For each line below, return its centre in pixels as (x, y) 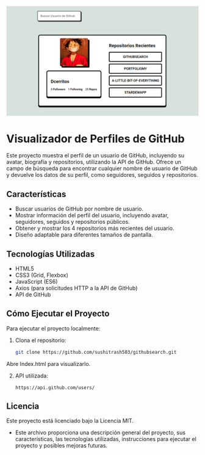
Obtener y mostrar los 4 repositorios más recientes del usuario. (95, 228)
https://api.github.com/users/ (55, 387)
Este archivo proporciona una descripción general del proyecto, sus (100, 432)
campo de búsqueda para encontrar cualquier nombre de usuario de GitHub (102, 168)
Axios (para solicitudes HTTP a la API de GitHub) (76, 288)
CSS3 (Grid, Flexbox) (42, 275)
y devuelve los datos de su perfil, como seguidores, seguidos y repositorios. (102, 175)
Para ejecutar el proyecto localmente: (53, 328)
